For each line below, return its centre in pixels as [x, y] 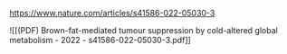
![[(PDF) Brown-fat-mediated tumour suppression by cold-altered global [143, 30]
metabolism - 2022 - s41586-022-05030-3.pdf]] [100, 40]
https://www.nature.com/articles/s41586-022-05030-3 [112, 13]
